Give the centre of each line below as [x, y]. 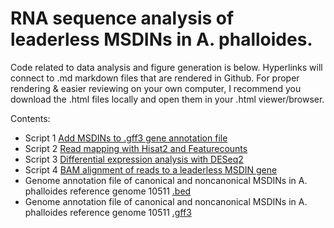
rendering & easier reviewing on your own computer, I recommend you [156, 88]
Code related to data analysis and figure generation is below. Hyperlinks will [166, 67]
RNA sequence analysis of [122, 18]
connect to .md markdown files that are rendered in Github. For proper [155, 78]
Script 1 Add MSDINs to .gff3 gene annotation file [126, 138]
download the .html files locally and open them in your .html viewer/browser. [167, 99]
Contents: [30, 118]
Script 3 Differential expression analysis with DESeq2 [134, 159]
